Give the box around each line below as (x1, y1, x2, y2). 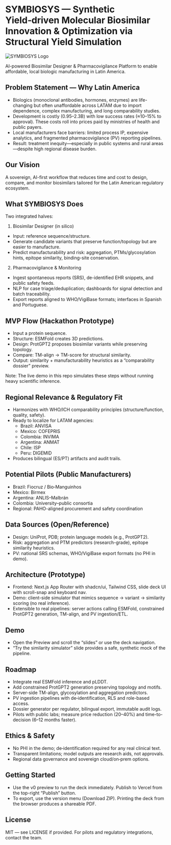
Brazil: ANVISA (20, 423, 52, 429)
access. (12, 700, 30, 706)
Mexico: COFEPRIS (20, 428, 60, 434)
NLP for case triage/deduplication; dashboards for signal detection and (12, 285, 162, 292)
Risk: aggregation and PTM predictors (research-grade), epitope (12, 539, 149, 545)
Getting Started (5, 771, 56, 780)
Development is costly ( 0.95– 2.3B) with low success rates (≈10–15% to (12, 113, 162, 119)
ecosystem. (5, 185, 30, 191)
